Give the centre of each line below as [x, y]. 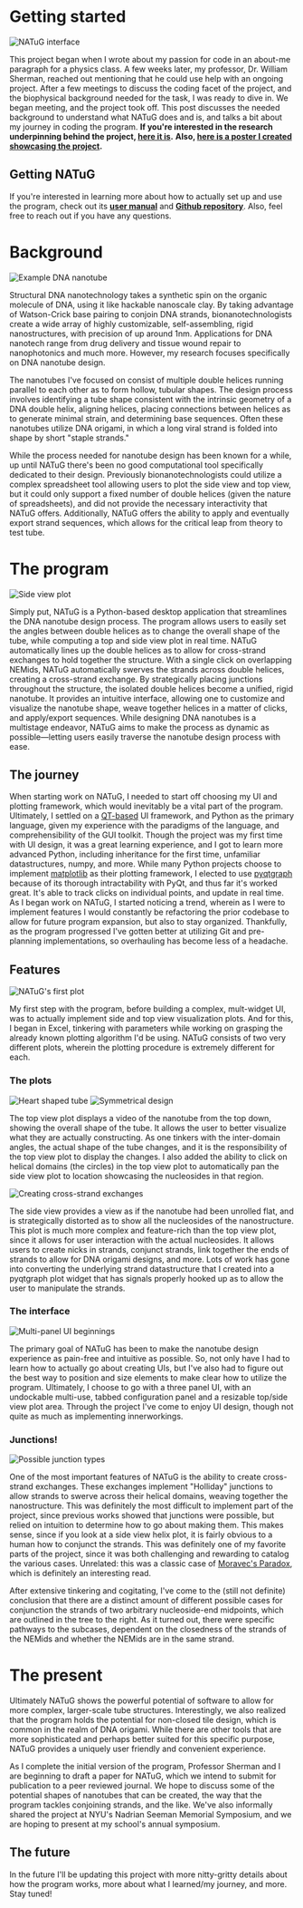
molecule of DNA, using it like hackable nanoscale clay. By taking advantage [151, 305]
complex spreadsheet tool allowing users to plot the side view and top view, [150, 484]
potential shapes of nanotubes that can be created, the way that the [136, 1796]
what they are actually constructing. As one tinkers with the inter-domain [145, 1137]
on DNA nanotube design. [57, 362]
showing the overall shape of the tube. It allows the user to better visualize [148, 1128]
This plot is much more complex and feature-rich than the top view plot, [143, 1230]
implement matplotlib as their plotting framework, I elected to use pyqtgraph [151, 874]
